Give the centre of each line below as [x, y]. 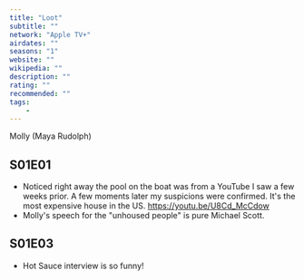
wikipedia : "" [36, 69]
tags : [20, 102]
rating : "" [30, 85]
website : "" [32, 60]
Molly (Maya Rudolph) [51, 136]
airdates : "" [34, 43]
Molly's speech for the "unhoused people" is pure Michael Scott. [143, 216]
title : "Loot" [36, 18]
